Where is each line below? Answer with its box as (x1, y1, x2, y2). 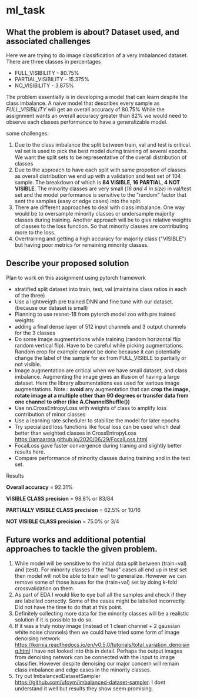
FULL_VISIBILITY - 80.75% (14, 70, 79, 77)
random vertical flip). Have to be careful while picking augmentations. (14, 342, 183, 349)
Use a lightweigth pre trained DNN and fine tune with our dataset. (14, 298, 173, 305)
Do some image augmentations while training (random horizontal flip (14, 335, 181, 342)
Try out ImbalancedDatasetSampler (14, 672, 101, 679)
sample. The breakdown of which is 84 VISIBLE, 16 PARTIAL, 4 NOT (14, 179, 181, 186)
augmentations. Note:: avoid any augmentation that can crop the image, (14, 385, 191, 392)
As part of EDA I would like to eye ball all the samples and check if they (14, 591, 187, 598)
